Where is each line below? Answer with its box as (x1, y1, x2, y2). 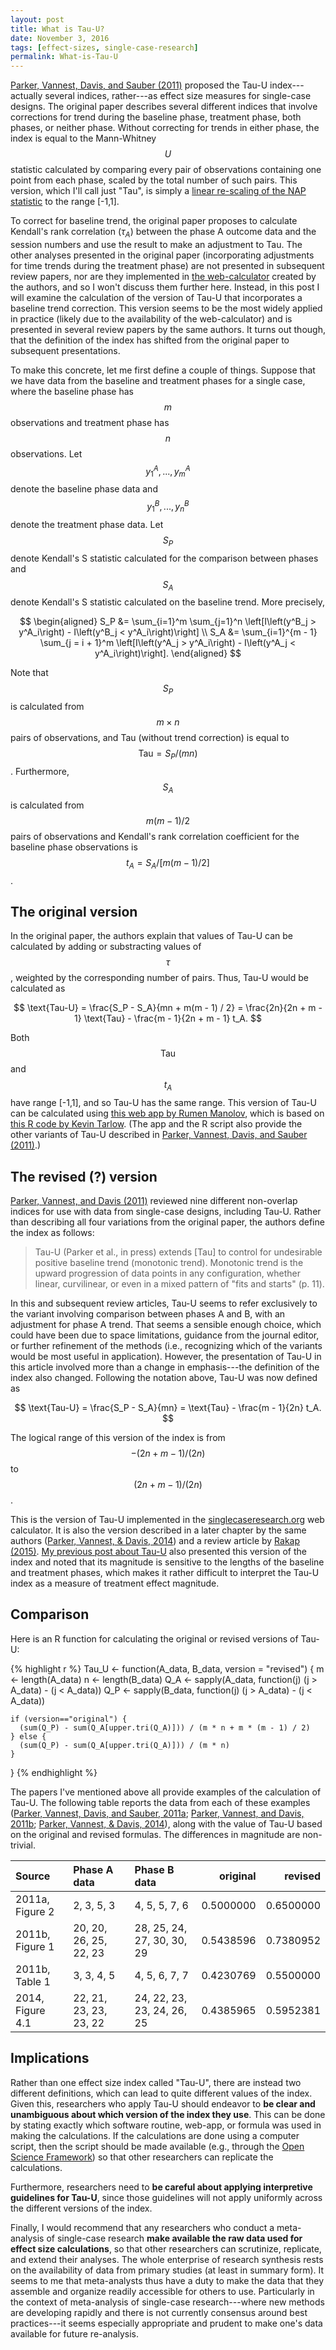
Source (15, 1869, 51, 1883)
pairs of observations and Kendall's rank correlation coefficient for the (10, 830, 300, 842)
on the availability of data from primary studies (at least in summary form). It (10, 2264, 325, 2276)
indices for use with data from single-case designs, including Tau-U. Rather (10, 1206, 322, 1218)
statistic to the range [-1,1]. (10, 196, 120, 208)
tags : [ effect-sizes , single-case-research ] (10, 42, 199, 53)
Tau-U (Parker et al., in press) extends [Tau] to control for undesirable (34, 1246, 323, 1258)
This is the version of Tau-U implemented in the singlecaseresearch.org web (10, 1514, 325, 1526)
